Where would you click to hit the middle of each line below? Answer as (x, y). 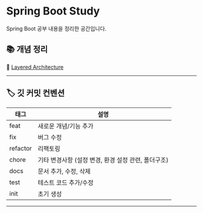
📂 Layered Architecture (35, 67)
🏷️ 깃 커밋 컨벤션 (36, 93)
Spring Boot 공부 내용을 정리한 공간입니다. (56, 28)
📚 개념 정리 (27, 49)
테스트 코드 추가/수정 (66, 182)
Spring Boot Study (53, 11)
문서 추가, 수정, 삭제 (64, 171)
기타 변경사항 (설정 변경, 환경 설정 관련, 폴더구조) (103, 160)
